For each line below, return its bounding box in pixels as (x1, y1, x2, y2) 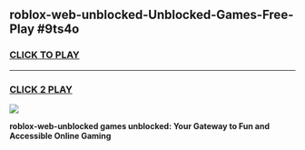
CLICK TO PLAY (9, 49, 80, 62)
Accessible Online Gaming (9, 130, 112, 141)
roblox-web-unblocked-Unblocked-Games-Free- (9, 7, 294, 23)
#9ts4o (36, 22, 80, 37)
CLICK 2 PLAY (9, 83, 73, 95)
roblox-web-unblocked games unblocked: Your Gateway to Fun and (9, 120, 271, 131)
